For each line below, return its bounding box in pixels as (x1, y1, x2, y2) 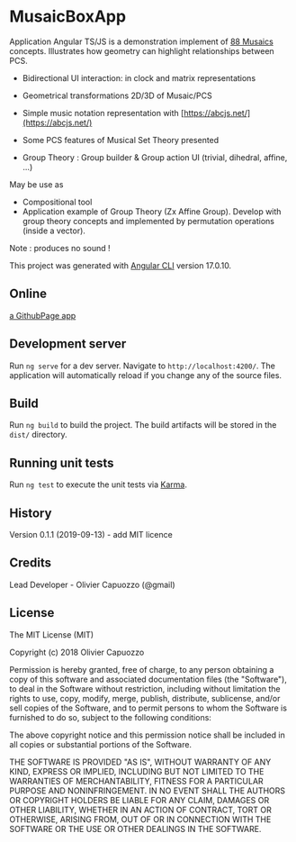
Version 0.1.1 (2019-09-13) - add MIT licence (9, 530, 173, 539)
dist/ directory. (9, 430, 67, 440)
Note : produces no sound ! (9, 242, 111, 253)
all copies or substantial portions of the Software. (9, 738, 192, 749)
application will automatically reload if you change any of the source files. (9, 369, 282, 380)
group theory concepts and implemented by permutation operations (22, 215, 274, 226)
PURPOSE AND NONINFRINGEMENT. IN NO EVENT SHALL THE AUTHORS (9, 785, 286, 796)
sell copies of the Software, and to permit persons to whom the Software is (9, 702, 288, 713)
